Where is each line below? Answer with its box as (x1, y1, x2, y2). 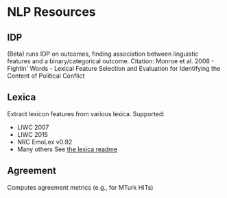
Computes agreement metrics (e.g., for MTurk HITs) (7, 183, 154, 191)
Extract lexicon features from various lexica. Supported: (7, 109, 165, 118)
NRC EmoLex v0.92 (16, 137, 73, 146)
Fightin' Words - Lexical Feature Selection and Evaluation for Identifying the (7, 65, 221, 72)
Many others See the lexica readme (16, 145, 118, 153)
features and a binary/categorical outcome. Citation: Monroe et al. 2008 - (7, 57, 215, 65)
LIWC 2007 (16, 123, 49, 131)
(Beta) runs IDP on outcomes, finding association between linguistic (7, 49, 199, 58)
